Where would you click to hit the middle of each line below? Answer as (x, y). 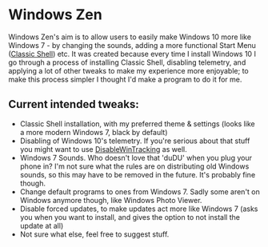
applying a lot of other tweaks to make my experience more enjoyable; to (129, 70)
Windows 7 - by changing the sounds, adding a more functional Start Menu (132, 45)
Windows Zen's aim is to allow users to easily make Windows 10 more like (130, 37)
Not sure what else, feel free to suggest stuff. (94, 234)
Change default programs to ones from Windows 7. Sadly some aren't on (140, 191)
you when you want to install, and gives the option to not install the (130, 217)
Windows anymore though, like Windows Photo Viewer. (111, 200)
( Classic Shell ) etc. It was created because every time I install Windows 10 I (132, 54)
